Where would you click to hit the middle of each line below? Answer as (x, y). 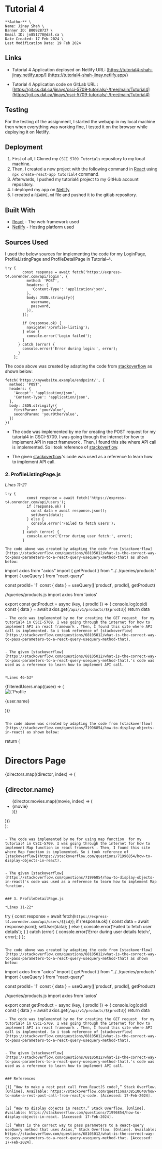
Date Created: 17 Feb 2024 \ (34, 39)
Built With (20, 210)
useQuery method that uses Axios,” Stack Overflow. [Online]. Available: (81, 1130)
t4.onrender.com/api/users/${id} (39, 922)
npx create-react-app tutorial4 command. (56, 174)
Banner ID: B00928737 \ (29, 30)
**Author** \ (18, 22)
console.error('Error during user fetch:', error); (80, 536)
